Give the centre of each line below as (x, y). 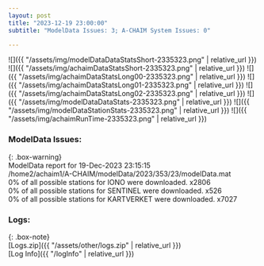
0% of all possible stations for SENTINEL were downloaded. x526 (115, 191)
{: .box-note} (29, 237)
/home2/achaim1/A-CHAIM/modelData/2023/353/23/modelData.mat (120, 173)
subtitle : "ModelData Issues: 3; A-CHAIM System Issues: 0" (110, 30)
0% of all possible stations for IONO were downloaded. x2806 (110, 182)
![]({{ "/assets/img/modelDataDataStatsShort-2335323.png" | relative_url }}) (133, 60)
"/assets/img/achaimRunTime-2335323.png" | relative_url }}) (108, 119)
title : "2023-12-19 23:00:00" (58, 23)
